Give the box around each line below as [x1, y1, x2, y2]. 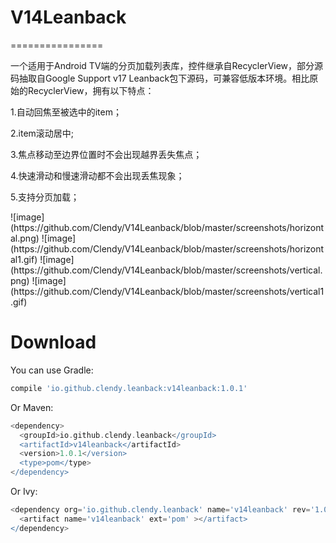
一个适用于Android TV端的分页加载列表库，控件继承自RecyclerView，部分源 [10, 59, 324, 71]
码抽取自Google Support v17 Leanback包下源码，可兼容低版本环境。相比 [10, 72, 310, 84]
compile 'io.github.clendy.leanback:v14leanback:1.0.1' [10, 383, 248, 393]
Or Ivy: [10, 486, 38, 497]
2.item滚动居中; [10, 127, 75, 139]
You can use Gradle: [10, 364, 94, 376]
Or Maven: [10, 401, 54, 413]
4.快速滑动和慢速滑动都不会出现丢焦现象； [10, 169, 185, 181]
